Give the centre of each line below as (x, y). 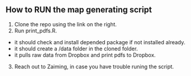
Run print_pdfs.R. (36, 31)
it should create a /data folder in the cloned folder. (76, 48)
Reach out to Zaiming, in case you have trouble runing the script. (94, 66)
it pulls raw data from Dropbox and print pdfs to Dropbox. (85, 55)
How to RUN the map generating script (79, 10)
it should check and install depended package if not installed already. (100, 42)
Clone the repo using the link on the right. (66, 24)
